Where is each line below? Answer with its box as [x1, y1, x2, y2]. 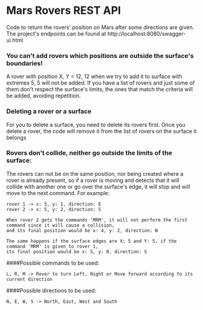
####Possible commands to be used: [6, 259, 100, 266]
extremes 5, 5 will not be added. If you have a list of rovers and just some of [6, 79, 195, 86]
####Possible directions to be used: [6, 286, 97, 294]
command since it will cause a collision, [6, 222, 115, 228]
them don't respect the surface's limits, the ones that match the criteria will [6, 86, 193, 93]
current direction [6, 276, 53, 282]
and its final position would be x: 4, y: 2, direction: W [6, 227, 158, 233]
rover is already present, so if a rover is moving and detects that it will [6, 176, 179, 184]
